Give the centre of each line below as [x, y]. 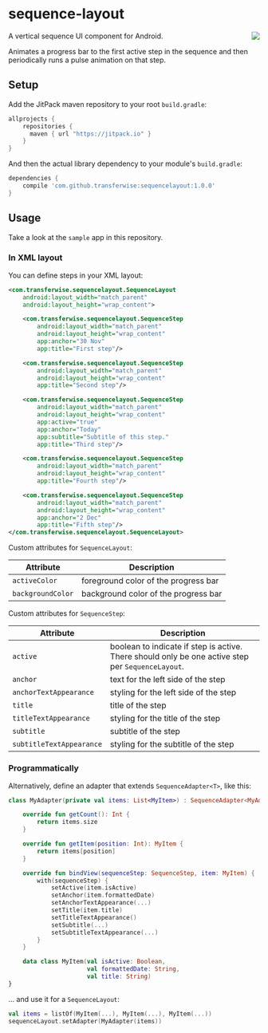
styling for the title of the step [166, 719]
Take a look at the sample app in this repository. [86, 237]
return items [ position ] [76, 851]
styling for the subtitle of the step [172, 744]
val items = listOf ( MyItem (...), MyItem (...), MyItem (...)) [110, 1014]
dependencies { [33, 179]
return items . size [67, 822]
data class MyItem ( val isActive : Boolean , [94, 962]
